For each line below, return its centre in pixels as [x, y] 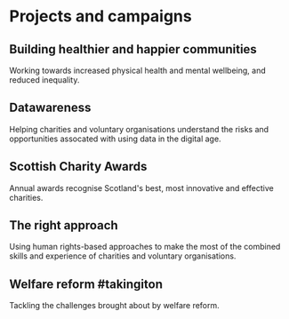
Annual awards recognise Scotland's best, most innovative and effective [141, 187]
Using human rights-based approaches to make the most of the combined [145, 247]
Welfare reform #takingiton [86, 284]
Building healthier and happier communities [133, 49]
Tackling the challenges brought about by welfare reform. [114, 306]
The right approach [64, 225]
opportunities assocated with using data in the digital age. [115, 139]
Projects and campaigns [101, 16]
